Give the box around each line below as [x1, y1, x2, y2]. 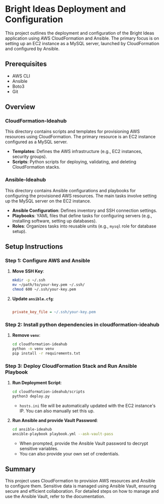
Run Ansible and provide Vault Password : [12, 417, 98, 423]
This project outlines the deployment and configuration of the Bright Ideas [5, 30, 154, 36]
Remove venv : [12, 332, 41, 338]
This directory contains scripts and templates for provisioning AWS [5, 128, 140, 134]
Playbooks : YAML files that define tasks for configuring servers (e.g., [12, 212, 153, 219]
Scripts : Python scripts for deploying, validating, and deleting [12, 159, 137, 165]
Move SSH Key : [12, 268, 45, 274]
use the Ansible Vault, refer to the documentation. [5, 494, 105, 500]
